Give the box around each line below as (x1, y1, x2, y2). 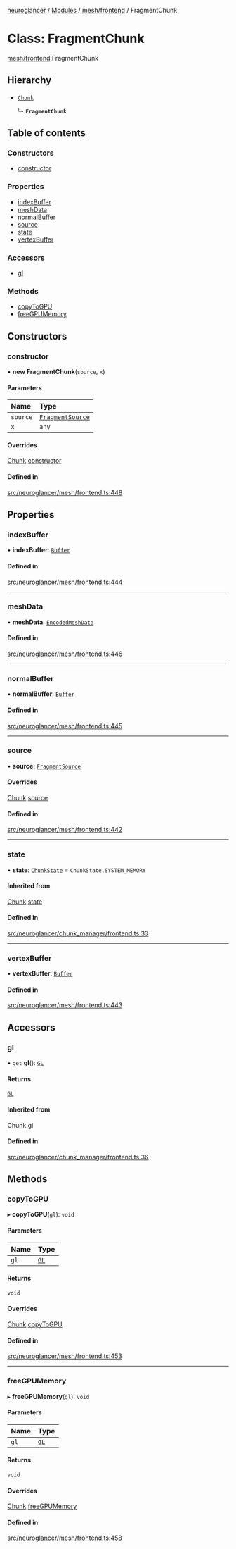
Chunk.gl (7, 1121, 34, 1129)
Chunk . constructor (7, 456, 62, 465)
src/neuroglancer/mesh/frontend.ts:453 (7, 1352, 123, 1360)
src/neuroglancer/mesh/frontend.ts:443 (7, 1001, 123, 1009)
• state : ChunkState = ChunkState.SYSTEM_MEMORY (7, 866, 146, 874)
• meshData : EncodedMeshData (7, 618, 94, 626)
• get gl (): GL (7, 1059, 44, 1067)
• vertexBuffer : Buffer (7, 969, 73, 978)
